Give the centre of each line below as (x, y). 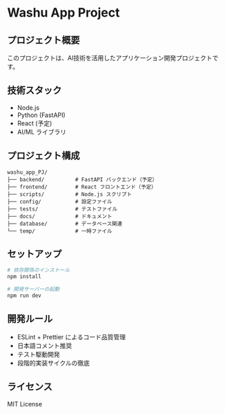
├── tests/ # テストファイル (62, 209)
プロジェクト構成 (43, 156)
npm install (24, 277)
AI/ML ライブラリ (42, 132)
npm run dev (24, 296)
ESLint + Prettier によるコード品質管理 (71, 336)
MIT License (25, 404)
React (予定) (35, 123)
